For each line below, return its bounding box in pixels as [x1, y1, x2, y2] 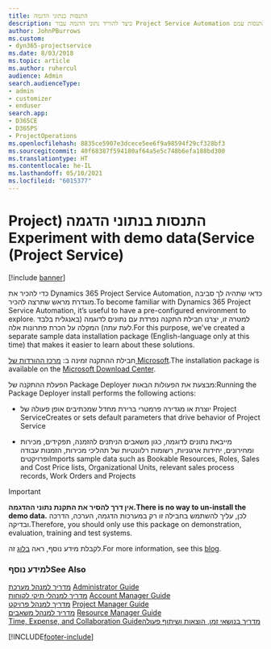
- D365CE [8, 117, 38, 125]
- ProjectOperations [8, 132, 78, 140]
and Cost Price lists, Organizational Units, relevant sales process [19, 462, 235, 472]
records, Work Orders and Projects [19, 471, 136, 480]
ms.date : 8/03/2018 [8, 49, 74, 57]
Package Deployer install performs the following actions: [8, 388, 196, 398]
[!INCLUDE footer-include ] [8, 632, 94, 642]
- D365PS [8, 124, 38, 132]
